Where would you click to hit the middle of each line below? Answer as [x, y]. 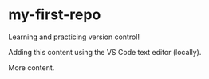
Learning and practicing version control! [74, 37]
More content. [32, 67]
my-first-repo [55, 15]
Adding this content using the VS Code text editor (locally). [105, 52]
